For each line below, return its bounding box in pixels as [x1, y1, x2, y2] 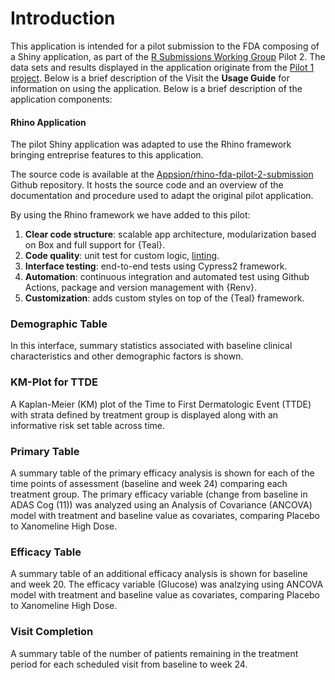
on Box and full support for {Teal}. [24, 239, 166, 251]
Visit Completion [10, 625, 94, 639]
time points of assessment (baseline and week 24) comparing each [10, 478, 288, 490]
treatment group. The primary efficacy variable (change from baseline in [10, 488, 308, 501]
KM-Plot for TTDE [10, 375, 98, 389]
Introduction [10, 7, 116, 30]
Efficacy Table [10, 545, 82, 559]
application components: [10, 93, 113, 105]
